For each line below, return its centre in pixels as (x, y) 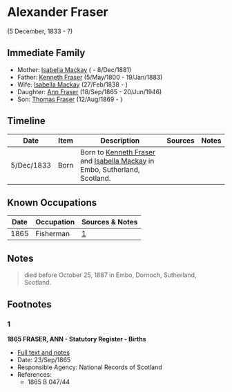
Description (120, 141)
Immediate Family (46, 53)
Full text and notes (43, 352)
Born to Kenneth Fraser (118, 152)
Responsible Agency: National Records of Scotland (89, 367)
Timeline (27, 121)
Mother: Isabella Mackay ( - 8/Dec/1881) (74, 69)
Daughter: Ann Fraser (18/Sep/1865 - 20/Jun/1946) (89, 91)
